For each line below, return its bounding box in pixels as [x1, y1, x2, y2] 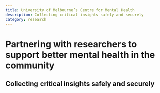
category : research [5, 17, 47, 22]
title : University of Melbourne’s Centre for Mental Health [5, 7, 135, 13]
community [5, 60, 55, 71]
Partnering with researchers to [5, 38, 137, 50]
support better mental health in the [5, 49, 155, 60]
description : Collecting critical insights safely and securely [5, 12, 144, 17]
